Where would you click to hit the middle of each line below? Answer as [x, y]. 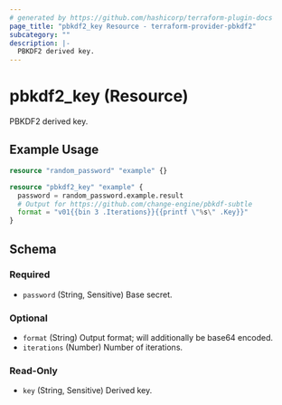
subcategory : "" [40, 34]
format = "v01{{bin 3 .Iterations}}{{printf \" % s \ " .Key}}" [133, 212]
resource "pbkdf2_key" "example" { [76, 187]
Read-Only [34, 371]
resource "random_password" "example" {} [89, 170]
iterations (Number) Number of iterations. [103, 347]
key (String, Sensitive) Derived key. [87, 391]
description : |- [40, 43]
